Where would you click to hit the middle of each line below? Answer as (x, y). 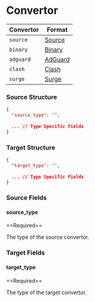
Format (57, 30)
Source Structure (32, 97)
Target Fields (26, 253)
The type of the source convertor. (48, 237)
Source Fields (27, 198)
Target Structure (31, 147)
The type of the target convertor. (47, 292)
